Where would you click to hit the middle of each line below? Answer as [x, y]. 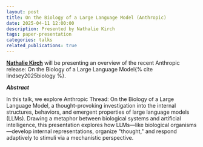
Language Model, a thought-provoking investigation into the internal [91, 105]
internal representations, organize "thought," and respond [105, 131]
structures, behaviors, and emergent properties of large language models [98, 112]
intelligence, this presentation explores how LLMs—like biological [88, 125]
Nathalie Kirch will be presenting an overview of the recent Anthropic [93, 63]
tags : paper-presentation [39, 34]
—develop [19, 131]
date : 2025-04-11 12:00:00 [40, 23]
